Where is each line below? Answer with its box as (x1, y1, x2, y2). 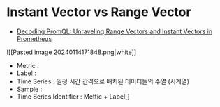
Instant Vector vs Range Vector (6, 4, 191, 20)
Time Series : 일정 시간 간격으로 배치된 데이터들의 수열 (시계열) (16, 77, 190, 85)
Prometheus (16, 34, 52, 42)
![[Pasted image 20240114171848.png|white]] (6, 48, 137, 56)
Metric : (16, 61, 39, 69)
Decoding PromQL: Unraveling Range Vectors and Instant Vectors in (16, 27, 213, 35)
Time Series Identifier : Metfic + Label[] (16, 92, 130, 101)
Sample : (16, 85, 43, 93)
